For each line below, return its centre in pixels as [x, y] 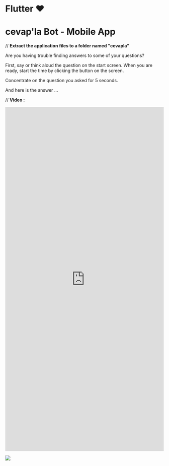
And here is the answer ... [32, 90]
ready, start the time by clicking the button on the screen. [65, 71]
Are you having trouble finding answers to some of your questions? [75, 55]
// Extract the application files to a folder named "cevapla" [67, 46]
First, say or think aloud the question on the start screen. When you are [79, 65]
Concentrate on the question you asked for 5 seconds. [62, 81]
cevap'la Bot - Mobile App [60, 32]
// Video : [15, 100]
